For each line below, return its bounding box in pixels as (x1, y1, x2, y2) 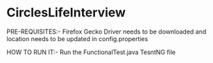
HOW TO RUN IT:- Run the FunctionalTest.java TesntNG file (6, 48, 176, 56)
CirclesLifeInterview (6, 5, 126, 21)
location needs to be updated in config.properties (6, 34, 148, 42)
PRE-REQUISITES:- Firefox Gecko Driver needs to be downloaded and (6, 27, 207, 36)
